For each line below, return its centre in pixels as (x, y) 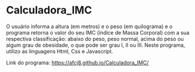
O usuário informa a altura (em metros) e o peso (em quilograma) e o (89, 26)
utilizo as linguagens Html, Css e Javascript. (60, 51)
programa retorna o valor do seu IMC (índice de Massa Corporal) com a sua (98, 32)
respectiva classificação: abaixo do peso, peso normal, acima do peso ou (95, 39)
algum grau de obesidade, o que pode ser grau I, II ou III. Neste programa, (96, 45)
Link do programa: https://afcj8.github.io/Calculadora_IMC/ (78, 63)
